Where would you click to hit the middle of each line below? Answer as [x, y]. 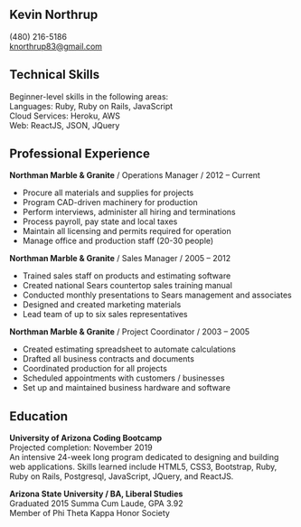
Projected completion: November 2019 [81, 447]
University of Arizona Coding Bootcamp [86, 438]
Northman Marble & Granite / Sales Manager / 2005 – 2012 [120, 259]
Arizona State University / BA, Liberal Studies [96, 494]
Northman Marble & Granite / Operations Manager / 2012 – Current [135, 175]
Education [39, 416]
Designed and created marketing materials [102, 305]
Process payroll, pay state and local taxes [100, 221]
